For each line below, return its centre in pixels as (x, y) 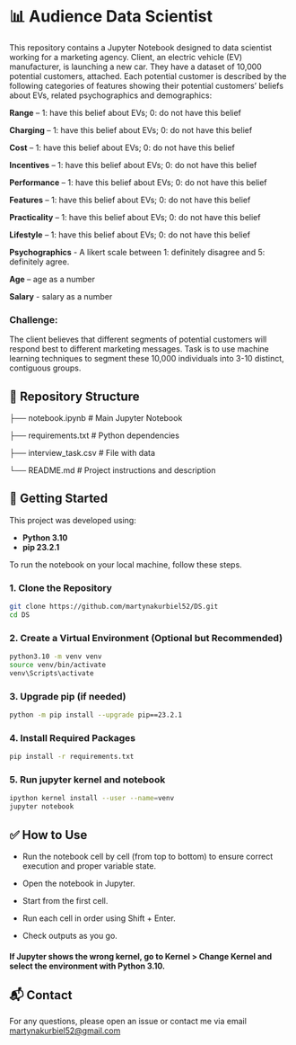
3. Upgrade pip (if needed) (68, 696)
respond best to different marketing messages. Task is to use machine (139, 349)
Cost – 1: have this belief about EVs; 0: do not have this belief (122, 147)
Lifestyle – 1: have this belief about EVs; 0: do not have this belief (130, 235)
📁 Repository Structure (74, 396)
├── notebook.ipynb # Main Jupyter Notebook (96, 418)
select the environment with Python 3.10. (87, 966)
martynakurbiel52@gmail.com (65, 1031)
